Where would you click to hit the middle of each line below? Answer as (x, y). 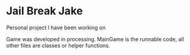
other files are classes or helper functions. (58, 45)
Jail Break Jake (45, 11)
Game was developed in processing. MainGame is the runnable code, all (95, 39)
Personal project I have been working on (56, 27)
